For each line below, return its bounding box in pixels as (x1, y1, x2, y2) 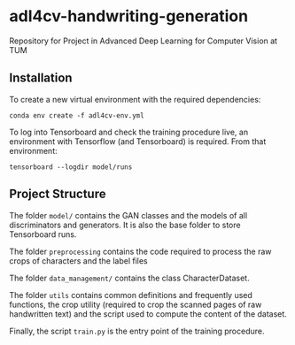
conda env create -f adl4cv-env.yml (9, 111, 144, 120)
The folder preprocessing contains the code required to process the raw (9, 246, 272, 257)
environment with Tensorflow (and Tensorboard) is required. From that (9, 135, 267, 147)
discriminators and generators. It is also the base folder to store (9, 219, 241, 230)
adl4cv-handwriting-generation (9, 6, 249, 27)
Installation (9, 71, 73, 86)
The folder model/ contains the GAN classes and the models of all (9, 210, 248, 220)
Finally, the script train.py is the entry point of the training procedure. (9, 326, 265, 336)
